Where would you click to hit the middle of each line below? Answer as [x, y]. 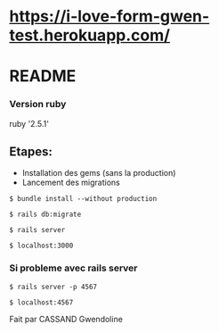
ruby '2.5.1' [29, 123]
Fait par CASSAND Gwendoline [66, 319]
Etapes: [31, 152]
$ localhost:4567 [41, 302]
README [43, 76]
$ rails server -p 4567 [53, 287]
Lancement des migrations [71, 183]
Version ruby [38, 104]
